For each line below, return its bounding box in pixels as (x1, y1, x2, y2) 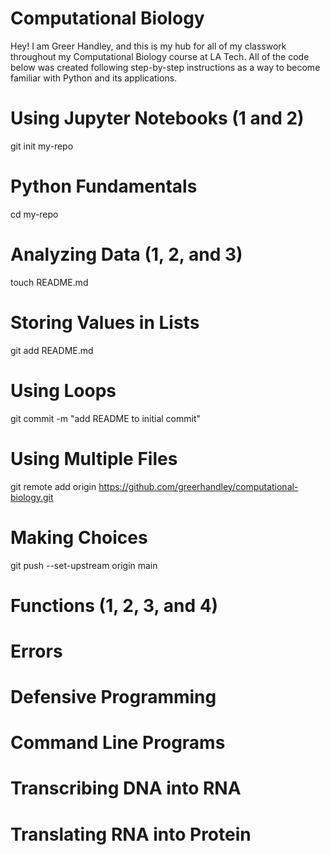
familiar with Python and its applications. (10, 72, 178, 84)
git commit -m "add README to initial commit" (10, 412, 202, 424)
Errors (10, 640, 63, 662)
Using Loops (10, 379, 117, 402)
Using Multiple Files (10, 447, 178, 470)
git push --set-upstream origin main (10, 559, 158, 571)
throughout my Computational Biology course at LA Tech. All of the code (10, 50, 310, 62)
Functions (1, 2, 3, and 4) (10, 594, 219, 617)
